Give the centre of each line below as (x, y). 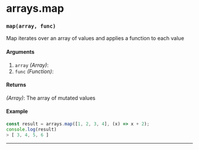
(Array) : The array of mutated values (51, 98)
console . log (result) (32, 129)
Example (17, 112)
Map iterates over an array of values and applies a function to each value (95, 38)
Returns (16, 85)
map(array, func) (31, 26)
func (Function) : (34, 71)
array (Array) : (32, 65)
